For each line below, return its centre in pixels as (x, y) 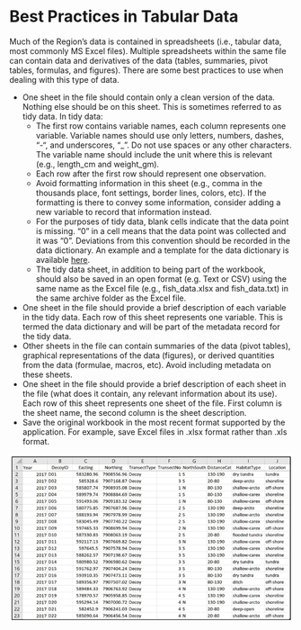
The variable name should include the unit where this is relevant (154, 154)
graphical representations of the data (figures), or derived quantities (148, 355)
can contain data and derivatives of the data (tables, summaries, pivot (139, 60)
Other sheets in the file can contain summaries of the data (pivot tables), (156, 346)
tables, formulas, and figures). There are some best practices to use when (146, 70)
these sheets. (48, 374)
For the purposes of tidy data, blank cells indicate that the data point (162, 221)
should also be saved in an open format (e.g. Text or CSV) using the (161, 279)
